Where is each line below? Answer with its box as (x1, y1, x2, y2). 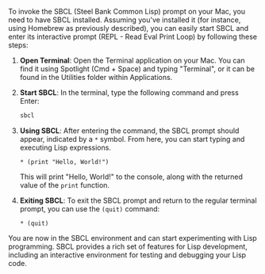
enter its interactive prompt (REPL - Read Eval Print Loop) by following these (8, 32, 258, 41)
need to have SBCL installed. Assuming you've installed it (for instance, (8, 15, 241, 25)
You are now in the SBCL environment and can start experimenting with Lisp (8, 233, 258, 242)
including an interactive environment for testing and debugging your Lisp (8, 249, 247, 260)
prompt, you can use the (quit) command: (19, 204, 160, 213)
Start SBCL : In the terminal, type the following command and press (19, 88, 240, 97)
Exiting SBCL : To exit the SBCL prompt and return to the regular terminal (19, 196, 257, 205)
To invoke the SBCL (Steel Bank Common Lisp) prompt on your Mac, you (8, 7, 246, 16)
